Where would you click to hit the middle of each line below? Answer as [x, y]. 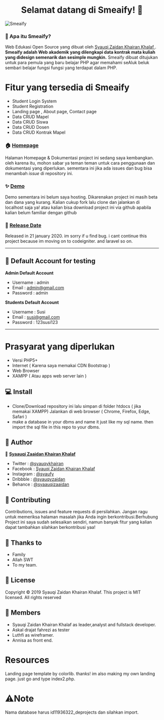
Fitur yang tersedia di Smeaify [67, 87]
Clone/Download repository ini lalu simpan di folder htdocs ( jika [77, 406]
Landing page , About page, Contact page [54, 112]
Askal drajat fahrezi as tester [41, 630]
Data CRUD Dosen [31, 127]
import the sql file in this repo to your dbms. [56, 427]
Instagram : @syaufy [33, 474]
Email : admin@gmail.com [38, 287]
